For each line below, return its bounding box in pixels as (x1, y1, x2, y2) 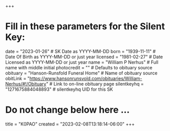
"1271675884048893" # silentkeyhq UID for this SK (5, 86, 113, 92)
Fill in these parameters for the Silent (5, 21, 165, 32)
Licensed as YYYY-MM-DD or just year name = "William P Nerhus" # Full (5, 59, 159, 65)
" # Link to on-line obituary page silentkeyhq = (45, 81, 144, 87)
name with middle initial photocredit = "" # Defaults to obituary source (5, 64, 153, 70)
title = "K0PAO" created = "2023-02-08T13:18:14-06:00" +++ (5, 121, 135, 127)
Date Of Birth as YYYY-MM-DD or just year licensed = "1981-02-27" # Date (5, 54, 163, 60)
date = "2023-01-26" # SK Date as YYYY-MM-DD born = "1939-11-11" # (5, 48, 156, 54)
